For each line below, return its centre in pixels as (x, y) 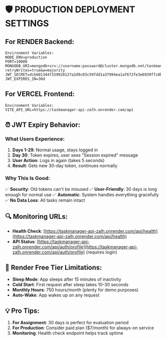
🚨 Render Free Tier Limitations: (54, 268)
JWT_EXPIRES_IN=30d (25, 79)
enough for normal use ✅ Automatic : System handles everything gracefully (82, 194)
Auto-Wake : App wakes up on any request (56, 295)
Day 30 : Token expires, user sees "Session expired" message (75, 155)
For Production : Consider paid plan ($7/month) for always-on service (83, 328)
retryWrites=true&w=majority (35, 70)
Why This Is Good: (28, 178)
